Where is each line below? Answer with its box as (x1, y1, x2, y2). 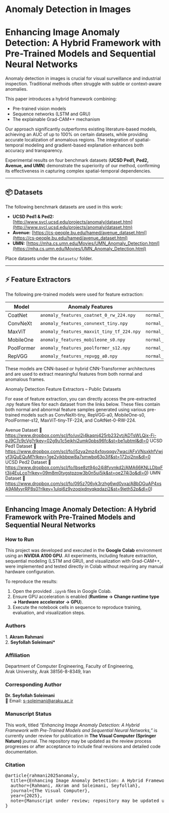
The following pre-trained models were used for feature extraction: (5, 291, 144, 297)
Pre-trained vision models (12, 106, 66, 112)
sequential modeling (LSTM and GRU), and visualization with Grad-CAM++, (5, 558, 161, 564)
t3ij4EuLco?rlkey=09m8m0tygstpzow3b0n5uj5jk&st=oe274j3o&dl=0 (5, 469, 147, 476)
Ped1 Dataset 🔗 (5, 443, 37, 449)
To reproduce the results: (5, 578, 58, 585)
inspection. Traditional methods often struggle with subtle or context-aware (5, 81, 162, 87)
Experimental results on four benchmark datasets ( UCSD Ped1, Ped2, (5, 157, 149, 163)
